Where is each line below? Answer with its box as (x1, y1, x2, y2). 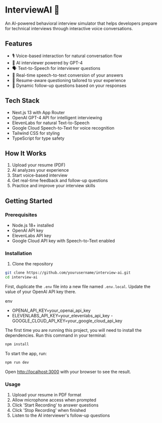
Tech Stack (5, 97, 40, 105)
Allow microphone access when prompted (12, 397, 97, 403)
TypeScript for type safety (12, 135, 65, 141)
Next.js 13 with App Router (12, 109, 65, 115)
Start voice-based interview (12, 172, 68, 179)
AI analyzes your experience (12, 167, 69, 173)
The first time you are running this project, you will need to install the (5, 327, 142, 333)
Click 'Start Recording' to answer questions (12, 402, 99, 408)
